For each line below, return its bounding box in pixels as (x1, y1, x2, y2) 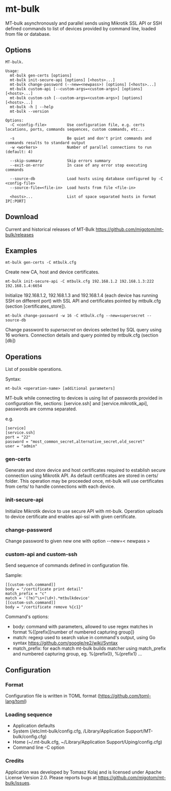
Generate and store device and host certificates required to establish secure (5, 467, 166, 473)
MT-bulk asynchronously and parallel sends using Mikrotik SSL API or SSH (5, 20, 162, 26)
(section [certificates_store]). (5, 303, 66, 309)
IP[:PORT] (5, 199, 27, 204)
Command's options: (5, 614, 50, 620)
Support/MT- (126, 728, 153, 734)
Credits (5, 757, 24, 764)
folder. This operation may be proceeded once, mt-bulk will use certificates (5, 478, 164, 484)
